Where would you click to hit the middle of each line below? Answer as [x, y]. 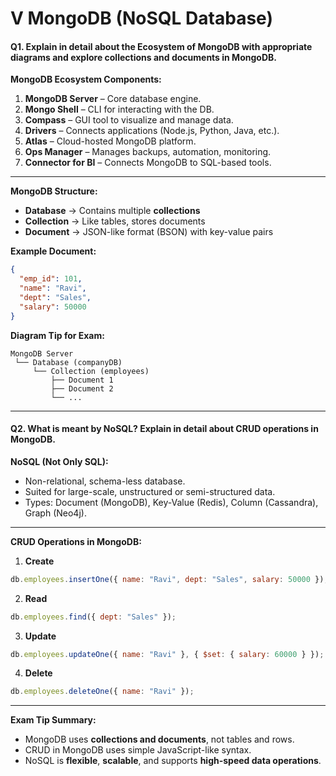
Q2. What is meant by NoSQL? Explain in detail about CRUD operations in [164, 429]
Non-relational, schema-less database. [105, 481]
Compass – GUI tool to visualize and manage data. [129, 120]
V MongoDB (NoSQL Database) [141, 18]
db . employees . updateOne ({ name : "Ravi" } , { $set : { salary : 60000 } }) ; [167, 654]
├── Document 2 [82, 388]
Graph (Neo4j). [55, 513]
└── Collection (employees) [91, 371]
